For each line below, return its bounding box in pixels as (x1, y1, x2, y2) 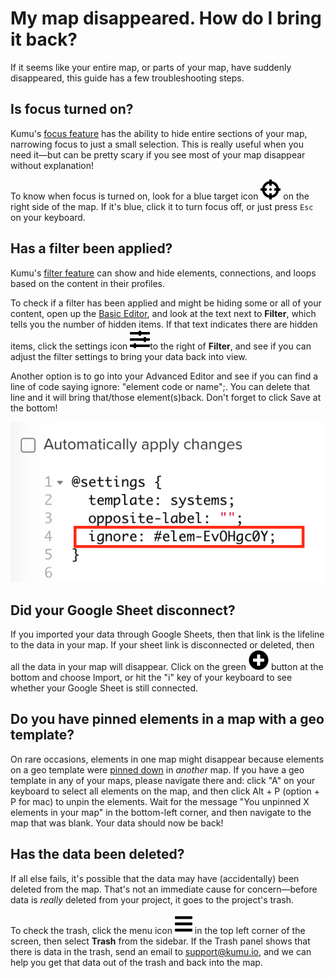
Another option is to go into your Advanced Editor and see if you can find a (10, 370, 319, 382)
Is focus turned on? (10, 101, 134, 118)
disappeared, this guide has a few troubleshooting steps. (10, 72, 245, 84)
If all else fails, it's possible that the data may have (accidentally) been (10, 872, 300, 884)
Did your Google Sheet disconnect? (10, 602, 236, 619)
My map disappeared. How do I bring (10, 7, 322, 30)
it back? (10, 28, 78, 51)
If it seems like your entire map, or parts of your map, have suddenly (10, 61, 292, 73)
